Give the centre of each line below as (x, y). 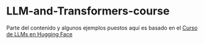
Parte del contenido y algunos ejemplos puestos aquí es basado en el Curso (102, 28)
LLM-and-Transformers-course (88, 11)
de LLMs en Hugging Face (39, 34)
